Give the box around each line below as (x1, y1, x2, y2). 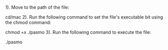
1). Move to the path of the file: (5, 5, 70, 10)
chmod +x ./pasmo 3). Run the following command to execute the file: (5, 29, 151, 35)
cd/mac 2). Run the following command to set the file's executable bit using (5, 14, 163, 20)
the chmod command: (5, 20, 52, 25)
